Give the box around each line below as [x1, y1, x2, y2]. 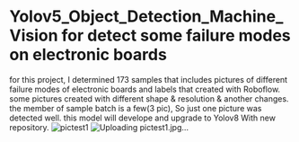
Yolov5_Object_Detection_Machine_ [9, 6, 284, 27]
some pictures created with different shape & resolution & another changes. [9, 93, 289, 104]
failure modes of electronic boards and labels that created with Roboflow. [9, 84, 281, 94]
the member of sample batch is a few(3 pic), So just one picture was [9, 102, 262, 113]
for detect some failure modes [61, 25, 292, 46]
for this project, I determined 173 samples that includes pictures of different [9, 74, 288, 84]
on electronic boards [9, 45, 168, 65]
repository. [9, 121, 49, 132]
